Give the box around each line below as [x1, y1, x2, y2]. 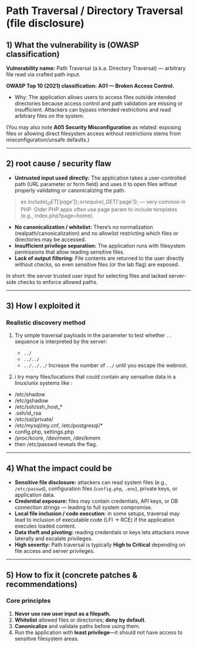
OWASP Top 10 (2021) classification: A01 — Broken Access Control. [6, 82, 175, 89]
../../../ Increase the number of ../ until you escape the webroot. [23, 362, 188, 369]
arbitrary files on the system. [14, 113, 84, 119]
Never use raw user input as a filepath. [14, 610, 111, 617]
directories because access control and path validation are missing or [14, 100, 184, 107]
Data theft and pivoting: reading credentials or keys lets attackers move [14, 529, 189, 536]
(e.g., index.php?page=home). [20, 212, 94, 219]
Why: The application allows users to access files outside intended [14, 94, 176, 100]
